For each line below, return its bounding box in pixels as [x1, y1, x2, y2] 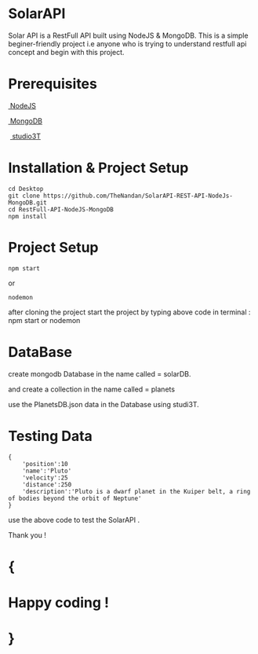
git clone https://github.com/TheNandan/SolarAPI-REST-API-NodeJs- [8, 192, 234, 200]
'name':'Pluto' [22, 467, 72, 475]
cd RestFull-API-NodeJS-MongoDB [8, 205, 114, 213]
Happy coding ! [8, 594, 110, 612]
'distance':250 [22, 480, 72, 488]
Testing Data [8, 427, 93, 445]
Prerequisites [8, 75, 98, 93]
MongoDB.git [8, 198, 47, 207]
